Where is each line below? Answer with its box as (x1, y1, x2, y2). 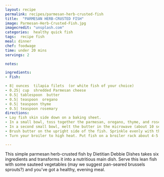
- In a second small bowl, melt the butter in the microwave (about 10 (5, 124, 154, 129)
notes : (5, 61, 19, 66)
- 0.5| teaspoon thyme (5, 101, 51, 106)
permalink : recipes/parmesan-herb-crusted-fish (5, 12, 104, 17)
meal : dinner (5, 39, 32, 44)
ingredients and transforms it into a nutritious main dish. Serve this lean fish (5, 156, 157, 162)
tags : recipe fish (5, 35, 45, 39)
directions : (5, 111, 29, 116)
